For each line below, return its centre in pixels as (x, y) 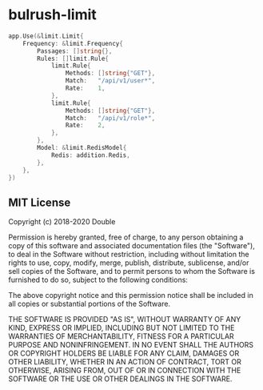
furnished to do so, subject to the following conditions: (98, 280)
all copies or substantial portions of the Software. (89, 304)
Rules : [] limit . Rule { (73, 58)
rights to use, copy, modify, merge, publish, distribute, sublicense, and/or (129, 263)
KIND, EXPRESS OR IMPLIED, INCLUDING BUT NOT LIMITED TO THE (122, 328)
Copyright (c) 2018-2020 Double (62, 222)
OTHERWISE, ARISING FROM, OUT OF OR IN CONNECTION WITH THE (125, 371)
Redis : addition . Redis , (90, 155)
